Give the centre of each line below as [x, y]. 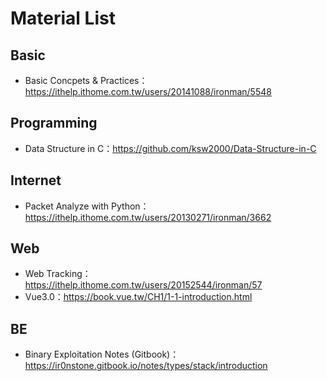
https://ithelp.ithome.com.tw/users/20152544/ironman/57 [143, 285]
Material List [63, 18]
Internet [36, 180]
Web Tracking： [58, 274]
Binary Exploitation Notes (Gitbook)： [102, 354]
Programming [54, 123]
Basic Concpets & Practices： [86, 80]
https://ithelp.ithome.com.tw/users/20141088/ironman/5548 [148, 91]
